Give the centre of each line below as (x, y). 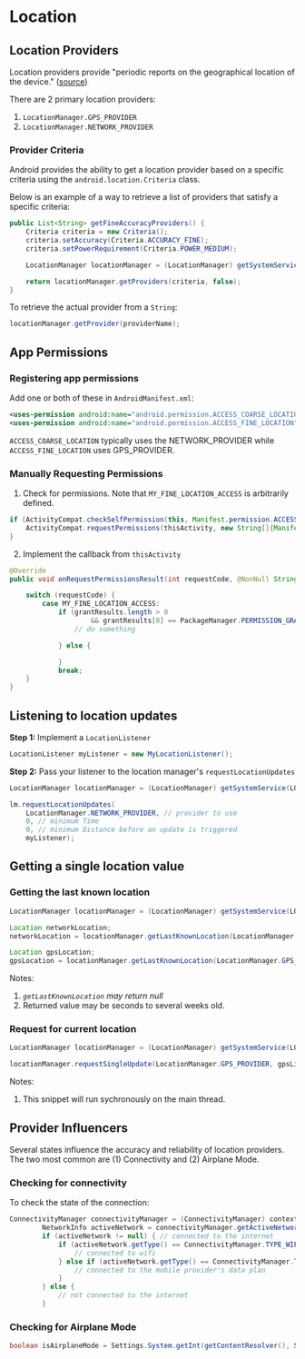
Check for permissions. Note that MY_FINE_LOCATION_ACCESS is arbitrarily (155, 493)
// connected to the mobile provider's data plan (170, 1270)
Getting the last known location (80, 892)
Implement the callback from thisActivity (102, 554)
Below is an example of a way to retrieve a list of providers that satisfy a (144, 197)
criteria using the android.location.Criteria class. (105, 180)
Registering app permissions (74, 378)
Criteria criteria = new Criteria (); (97, 232)
